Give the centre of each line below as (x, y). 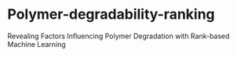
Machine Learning (36, 44)
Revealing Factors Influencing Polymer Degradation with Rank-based (118, 36)
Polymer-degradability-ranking (111, 14)
